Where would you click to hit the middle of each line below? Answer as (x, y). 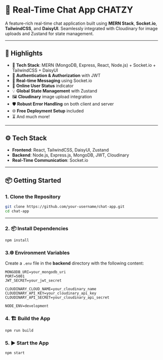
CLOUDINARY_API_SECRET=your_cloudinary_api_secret (57, 297)
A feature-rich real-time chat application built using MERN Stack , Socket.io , (81, 23)
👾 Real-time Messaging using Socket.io (52, 80)
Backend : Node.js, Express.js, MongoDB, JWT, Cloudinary (71, 155)
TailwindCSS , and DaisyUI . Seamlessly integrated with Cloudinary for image (81, 28)
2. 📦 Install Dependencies (37, 228)
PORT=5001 (15, 276)
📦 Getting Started (33, 180)
